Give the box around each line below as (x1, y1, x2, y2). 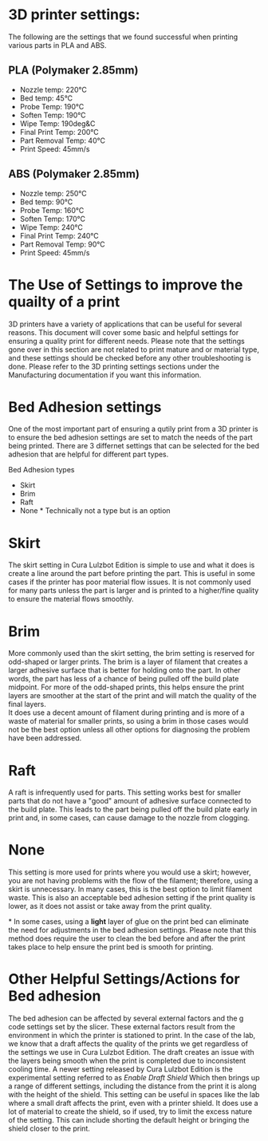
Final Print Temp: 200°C (19, 127, 100, 136)
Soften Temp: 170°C (19, 214, 86, 223)
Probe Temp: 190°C (19, 101, 85, 111)
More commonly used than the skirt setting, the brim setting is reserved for (8, 649, 255, 658)
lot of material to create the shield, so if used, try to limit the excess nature (8, 1107, 253, 1116)
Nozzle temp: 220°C (19, 85, 88, 94)
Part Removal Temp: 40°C (19, 136, 106, 145)
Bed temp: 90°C (19, 197, 73, 207)
